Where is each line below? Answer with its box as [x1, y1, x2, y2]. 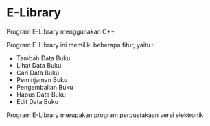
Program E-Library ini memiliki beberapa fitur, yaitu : [6, 40, 154, 49]
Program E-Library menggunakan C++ [6, 27, 115, 36]
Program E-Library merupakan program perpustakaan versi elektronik [6, 111, 204, 119]
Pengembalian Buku [16, 83, 73, 91]
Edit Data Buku [16, 97, 59, 105]
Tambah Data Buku [16, 53, 71, 62]
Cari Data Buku [16, 68, 60, 77]
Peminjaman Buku [16, 75, 68, 84]
